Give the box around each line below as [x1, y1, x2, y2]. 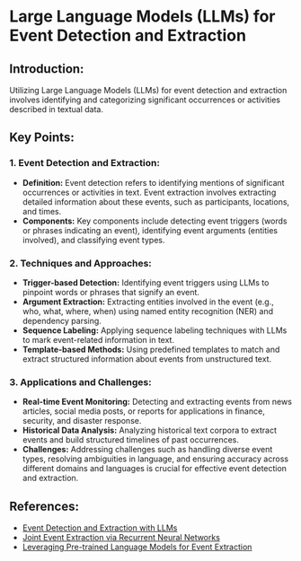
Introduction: [9, 61, 84, 76]
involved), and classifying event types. [22, 234, 165, 245]
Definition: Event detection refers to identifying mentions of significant [22, 177, 285, 188]
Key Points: [9, 130, 75, 145]
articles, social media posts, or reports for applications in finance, [22, 406, 265, 416]
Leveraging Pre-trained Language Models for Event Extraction [22, 541, 252, 553]
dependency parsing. [22, 315, 102, 326]
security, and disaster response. [22, 416, 142, 426]
